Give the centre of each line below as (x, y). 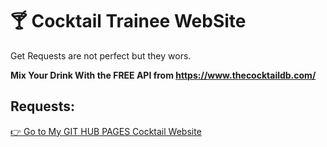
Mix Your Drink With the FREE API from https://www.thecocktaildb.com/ (163, 75)
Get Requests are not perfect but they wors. (101, 55)
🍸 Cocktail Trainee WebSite (128, 21)
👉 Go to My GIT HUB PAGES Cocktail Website (106, 131)
